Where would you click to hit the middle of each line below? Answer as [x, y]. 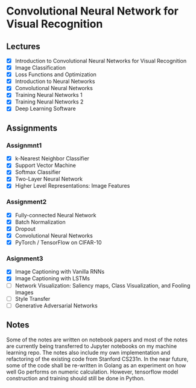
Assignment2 [27, 202]
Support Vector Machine [46, 165]
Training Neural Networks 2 [49, 102]
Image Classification [40, 68]
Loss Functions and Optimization [55, 74]
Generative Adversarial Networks [56, 305]
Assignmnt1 [24, 145]
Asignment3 [25, 258]
